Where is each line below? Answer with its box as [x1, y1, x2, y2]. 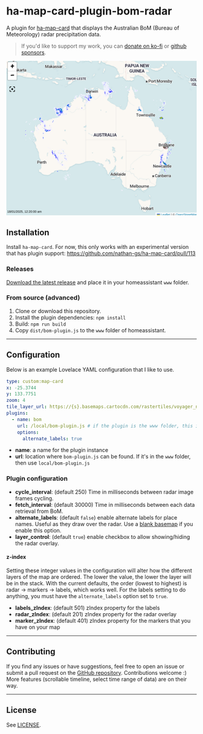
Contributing [6, 646, 56, 657]
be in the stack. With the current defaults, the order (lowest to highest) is [6, 579, 187, 587]
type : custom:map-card [6, 378, 63, 384]
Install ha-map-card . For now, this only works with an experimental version [6, 243, 189, 251]
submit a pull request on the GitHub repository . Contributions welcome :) [6, 669, 187, 676]
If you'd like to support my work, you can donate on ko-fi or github [21, 42, 187, 50]
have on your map [14, 623, 60, 631]
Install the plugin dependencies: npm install [14, 314, 126, 321]
